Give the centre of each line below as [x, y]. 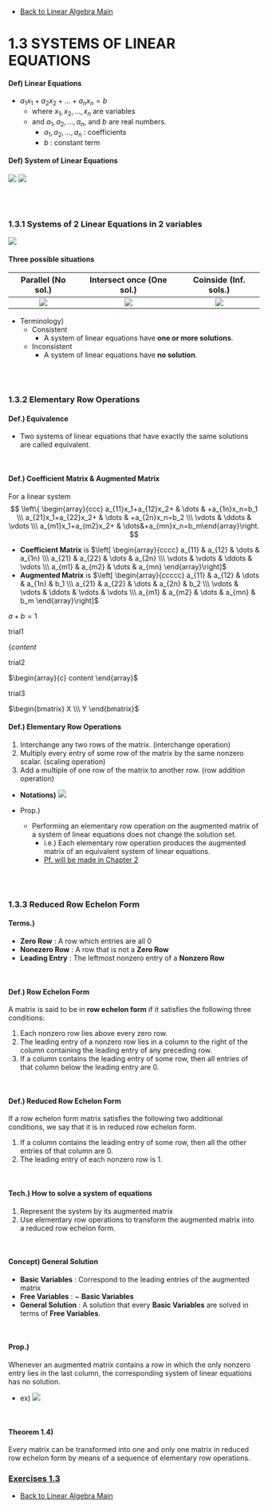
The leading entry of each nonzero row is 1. [91, 1160]
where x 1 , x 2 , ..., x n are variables [83, 112]
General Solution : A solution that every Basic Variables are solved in [134, 1305]
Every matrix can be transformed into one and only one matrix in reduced [129, 1450]
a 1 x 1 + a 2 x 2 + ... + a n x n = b [63, 102]
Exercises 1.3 [34, 1478]
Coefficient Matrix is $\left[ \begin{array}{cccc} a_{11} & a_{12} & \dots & [140, 549]
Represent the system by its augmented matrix [97, 1211]
